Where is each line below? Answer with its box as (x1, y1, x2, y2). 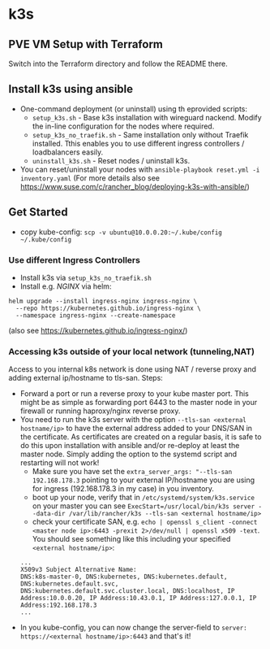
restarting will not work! (19, 458, 100, 468)
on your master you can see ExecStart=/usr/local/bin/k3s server (32, 501, 255, 511)
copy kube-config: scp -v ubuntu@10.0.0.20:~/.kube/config (19, 227, 223, 237)
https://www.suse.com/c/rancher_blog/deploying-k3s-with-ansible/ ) (19, 181, 250, 191)
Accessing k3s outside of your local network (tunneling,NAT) (8, 346, 255, 357)
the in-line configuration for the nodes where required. (32, 121, 215, 131)
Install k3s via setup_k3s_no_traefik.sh (19, 272, 152, 282)
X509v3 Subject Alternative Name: (19, 566, 137, 574)
